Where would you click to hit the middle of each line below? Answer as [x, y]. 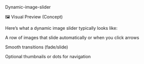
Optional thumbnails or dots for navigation [48, 56]
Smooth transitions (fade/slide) [37, 47]
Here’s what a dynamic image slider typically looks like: [61, 28]
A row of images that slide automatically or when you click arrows [72, 38]
